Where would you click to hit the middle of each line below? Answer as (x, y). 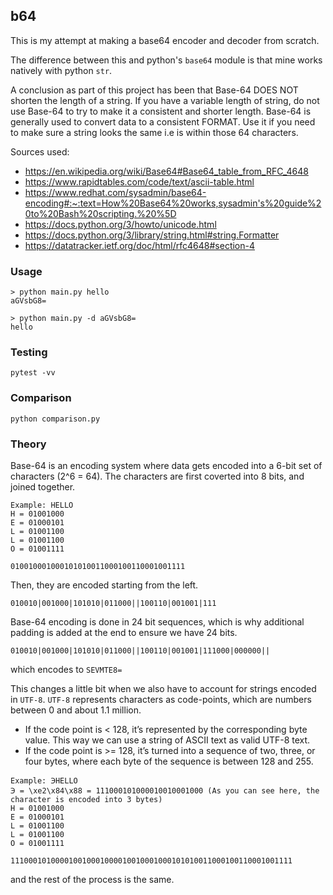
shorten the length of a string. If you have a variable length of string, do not (165, 100)
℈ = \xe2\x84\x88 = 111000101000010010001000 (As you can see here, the (165, 791)
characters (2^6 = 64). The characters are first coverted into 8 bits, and (157, 476)
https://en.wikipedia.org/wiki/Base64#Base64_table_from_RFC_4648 (166, 171)
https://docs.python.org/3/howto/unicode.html (120, 224)
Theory (28, 444)
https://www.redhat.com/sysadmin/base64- (115, 192)
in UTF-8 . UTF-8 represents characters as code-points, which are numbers (161, 699)
